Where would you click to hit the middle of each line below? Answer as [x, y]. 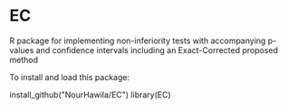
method [24, 59]
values [22, 50]
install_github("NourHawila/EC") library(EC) [91, 95]
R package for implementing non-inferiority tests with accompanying [138, 41]
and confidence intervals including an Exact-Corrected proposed [157, 50]
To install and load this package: [69, 77]
